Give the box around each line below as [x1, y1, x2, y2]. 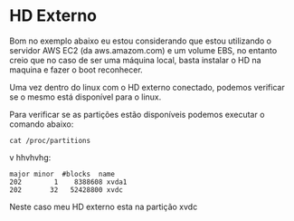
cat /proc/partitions [9, 136, 91, 145]
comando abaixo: [9, 119, 74, 130]
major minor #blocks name [9, 169, 116, 178]
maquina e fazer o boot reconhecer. [9, 64, 143, 75]
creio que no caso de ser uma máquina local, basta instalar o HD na [9, 54, 261, 65]
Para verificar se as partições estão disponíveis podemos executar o [9, 109, 265, 120]
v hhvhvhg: [9, 151, 52, 163]
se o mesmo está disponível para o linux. [9, 91, 162, 102]
